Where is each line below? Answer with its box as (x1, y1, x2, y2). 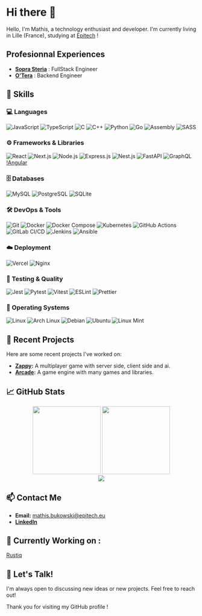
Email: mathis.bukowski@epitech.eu (14, 512, 106, 519)
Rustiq (6, 551, 22, 559)
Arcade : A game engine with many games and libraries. (14, 369, 154, 376)
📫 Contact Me (6, 493, 62, 503)
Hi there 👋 (6, 5, 56, 19)
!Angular (6, 159, 28, 166)
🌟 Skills (6, 89, 34, 100)
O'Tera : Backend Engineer (14, 72, 83, 79)
